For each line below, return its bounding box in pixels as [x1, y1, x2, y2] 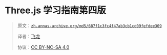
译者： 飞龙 [17, 33, 40, 39]
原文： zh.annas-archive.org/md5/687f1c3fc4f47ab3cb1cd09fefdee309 [17, 22, 162, 29]
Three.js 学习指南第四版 [5, 5, 106, 16]
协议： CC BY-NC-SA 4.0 [17, 44, 70, 50]
